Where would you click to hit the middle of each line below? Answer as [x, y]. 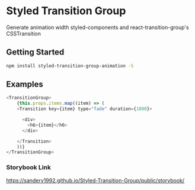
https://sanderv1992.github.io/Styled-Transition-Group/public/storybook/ [95, 180]
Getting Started [35, 52]
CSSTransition [24, 33]
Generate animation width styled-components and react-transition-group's [97, 27]
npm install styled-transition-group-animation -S [70, 66]
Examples [25, 84]
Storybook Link [29, 168]
